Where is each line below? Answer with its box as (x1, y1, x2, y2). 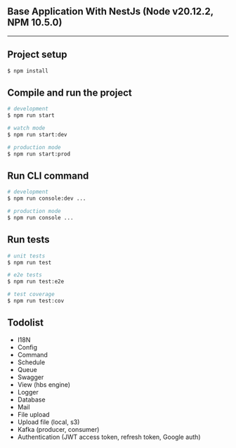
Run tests (7, 233, 50, 245)
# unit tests (7, 252, 46, 260)
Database (17, 395, 46, 404)
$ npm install (7, 67, 49, 75)
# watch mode (7, 124, 46, 132)
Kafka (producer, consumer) (17, 425, 100, 433)
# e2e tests (7, 271, 42, 279)
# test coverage (7, 291, 55, 298)
